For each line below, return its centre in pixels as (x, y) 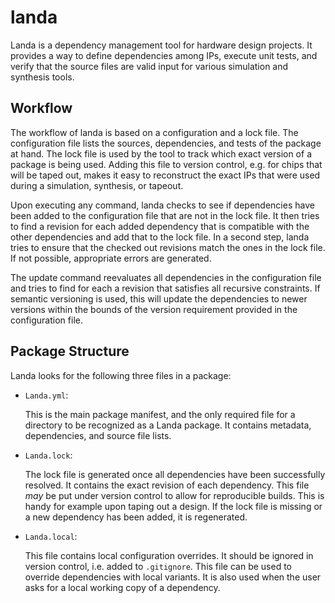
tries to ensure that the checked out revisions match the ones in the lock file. (168, 247)
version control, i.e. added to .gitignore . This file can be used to (158, 566)
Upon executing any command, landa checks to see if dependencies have (162, 205)
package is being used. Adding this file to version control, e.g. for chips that (166, 164)
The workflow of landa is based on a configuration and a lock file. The (154, 132)
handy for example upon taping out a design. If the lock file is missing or (173, 506)
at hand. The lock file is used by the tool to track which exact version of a (161, 153)
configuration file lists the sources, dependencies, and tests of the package (166, 143)
